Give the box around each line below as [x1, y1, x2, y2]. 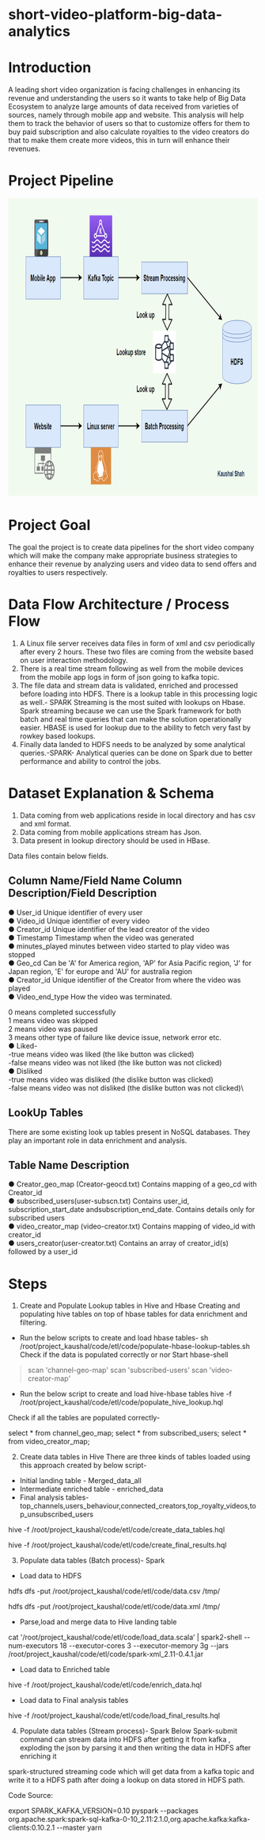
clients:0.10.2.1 [8, 1823, 55, 1833]
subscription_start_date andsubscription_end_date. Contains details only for [8, 1205, 256, 1214]
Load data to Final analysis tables [19, 1696, 129, 1705]
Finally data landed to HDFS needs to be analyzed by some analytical [19, 739, 245, 749]
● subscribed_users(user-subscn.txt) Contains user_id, [8, 1196, 190, 1206]
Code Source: [8, 1791, 54, 1800]
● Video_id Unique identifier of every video [8, 916, 150, 926]
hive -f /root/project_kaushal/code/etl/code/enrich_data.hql [8, 1680, 202, 1690]
